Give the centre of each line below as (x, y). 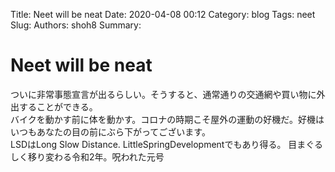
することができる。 (58, 106)
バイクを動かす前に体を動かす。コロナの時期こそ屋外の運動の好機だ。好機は (167, 119)
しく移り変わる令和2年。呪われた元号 (87, 156)
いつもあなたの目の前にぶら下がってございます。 (110, 131)
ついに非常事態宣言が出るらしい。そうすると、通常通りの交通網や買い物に (163, 94)
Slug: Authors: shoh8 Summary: (76, 25)
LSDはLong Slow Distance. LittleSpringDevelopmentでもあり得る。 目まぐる (167, 144)
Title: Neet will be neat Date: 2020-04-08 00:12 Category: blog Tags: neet (163, 14)
